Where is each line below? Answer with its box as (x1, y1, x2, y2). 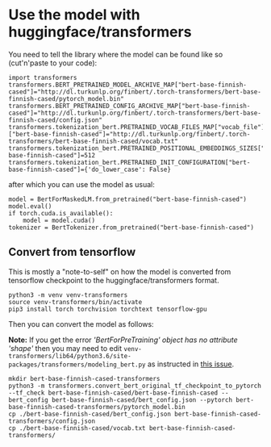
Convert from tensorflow (8, 245, 136, 259)
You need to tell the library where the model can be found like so (8, 49, 223, 59)
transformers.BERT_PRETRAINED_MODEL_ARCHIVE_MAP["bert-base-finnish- (8, 81, 248, 89)
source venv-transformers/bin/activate (8, 298, 143, 306)
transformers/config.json (8, 417, 95, 425)
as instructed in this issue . (147, 359, 235, 369)
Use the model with (8, 6, 140, 24)
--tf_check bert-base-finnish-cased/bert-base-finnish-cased (8, 389, 219, 397)
